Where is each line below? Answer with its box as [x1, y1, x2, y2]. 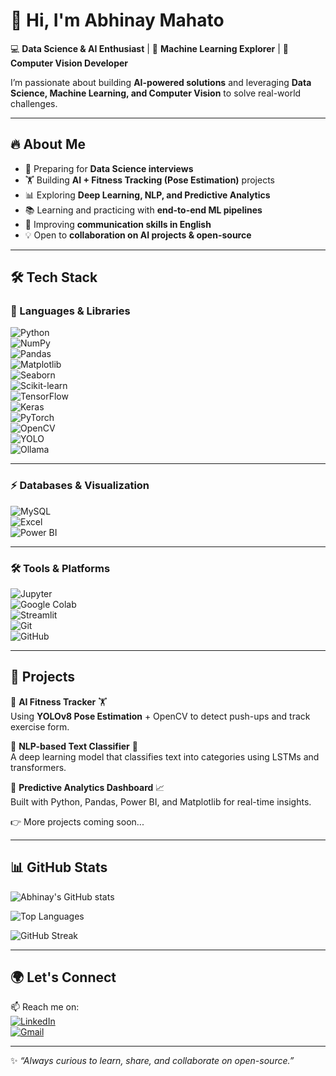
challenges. [10, 97, 58, 109]
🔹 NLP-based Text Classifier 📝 [10, 740, 138, 752]
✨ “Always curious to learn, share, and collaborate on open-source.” [10, 1055, 295, 1067]
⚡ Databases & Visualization [10, 479, 150, 493]
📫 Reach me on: [10, 1001, 80, 1013]
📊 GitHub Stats [10, 859, 108, 876]
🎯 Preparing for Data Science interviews [24, 162, 194, 174]
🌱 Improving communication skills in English [24, 218, 212, 230]
